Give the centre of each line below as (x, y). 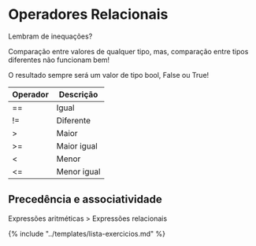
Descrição (78, 94)
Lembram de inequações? (50, 36)
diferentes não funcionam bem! (59, 60)
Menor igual (78, 171)
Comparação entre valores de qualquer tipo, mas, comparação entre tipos (128, 51)
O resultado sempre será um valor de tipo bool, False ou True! (109, 75)
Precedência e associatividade (85, 199)
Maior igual (77, 145)
